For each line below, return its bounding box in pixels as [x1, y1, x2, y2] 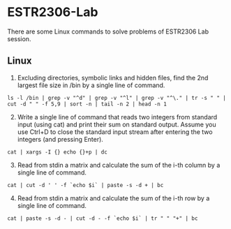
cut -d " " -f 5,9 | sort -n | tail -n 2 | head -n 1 [7, 101, 167, 108]
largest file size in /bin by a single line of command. [17, 81, 165, 89]
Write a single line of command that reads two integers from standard [17, 112, 218, 121]
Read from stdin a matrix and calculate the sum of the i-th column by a [17, 161, 221, 169]
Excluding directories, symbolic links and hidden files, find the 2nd [17, 73, 209, 82]
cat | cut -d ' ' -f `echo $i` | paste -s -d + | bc [7, 182, 164, 189]
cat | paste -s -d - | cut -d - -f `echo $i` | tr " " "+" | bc [7, 214, 198, 222]
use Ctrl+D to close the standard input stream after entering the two [17, 127, 213, 136]
